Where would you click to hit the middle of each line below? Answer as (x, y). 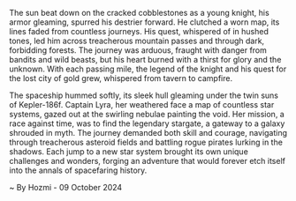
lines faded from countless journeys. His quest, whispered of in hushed (139, 31)
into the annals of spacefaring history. (78, 170)
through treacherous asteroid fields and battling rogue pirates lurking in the (146, 142)
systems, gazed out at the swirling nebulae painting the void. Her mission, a (147, 114)
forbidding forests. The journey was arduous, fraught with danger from (138, 50)
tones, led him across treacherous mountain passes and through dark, (137, 41)
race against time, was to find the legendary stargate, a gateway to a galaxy (147, 123)
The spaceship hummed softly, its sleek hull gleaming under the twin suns (144, 95)
